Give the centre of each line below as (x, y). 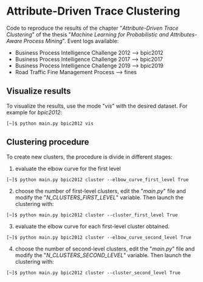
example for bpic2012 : (34, 112)
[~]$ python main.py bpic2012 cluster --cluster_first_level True (92, 215)
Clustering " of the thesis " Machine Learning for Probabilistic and (88, 34)
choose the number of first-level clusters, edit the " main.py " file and (101, 191)
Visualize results (39, 91)
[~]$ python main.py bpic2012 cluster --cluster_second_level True (94, 273)
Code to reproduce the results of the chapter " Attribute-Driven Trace (92, 28)
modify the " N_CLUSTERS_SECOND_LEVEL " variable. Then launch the (103, 255)
